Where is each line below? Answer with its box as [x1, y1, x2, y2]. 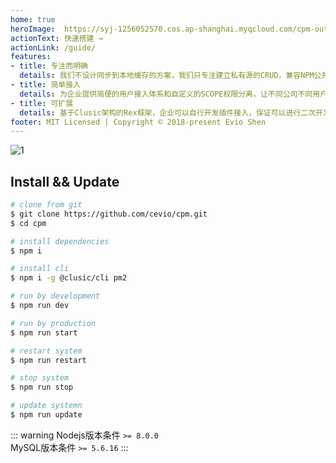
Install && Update [10, 173, 120, 190]
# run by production [10, 318, 97, 328]
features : [10, 52, 52, 62]
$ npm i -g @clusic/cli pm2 [10, 273, 128, 283]
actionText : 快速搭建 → [10, 33, 103, 43]
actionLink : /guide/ [10, 42, 97, 53]
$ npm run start [10, 327, 78, 338]
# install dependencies [10, 236, 110, 246]
